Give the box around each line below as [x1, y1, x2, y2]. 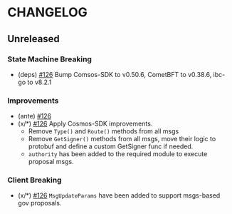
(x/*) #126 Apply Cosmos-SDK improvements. [17, 119, 153, 128]
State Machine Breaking [7, 54, 93, 64]
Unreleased [7, 33, 60, 45]
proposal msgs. [28, 158, 74, 166]
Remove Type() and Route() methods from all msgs [28, 127, 179, 136]
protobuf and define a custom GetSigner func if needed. [28, 142, 194, 151]
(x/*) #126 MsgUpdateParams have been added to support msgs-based [17, 191, 221, 200]
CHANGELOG [7, 4, 88, 21]
